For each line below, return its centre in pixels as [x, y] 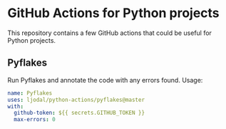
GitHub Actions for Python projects [113, 13]
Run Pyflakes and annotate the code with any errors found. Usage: [105, 80]
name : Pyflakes [30, 93]
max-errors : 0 [35, 120]
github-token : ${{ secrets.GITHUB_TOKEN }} [79, 113]
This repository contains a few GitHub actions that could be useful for [110, 33]
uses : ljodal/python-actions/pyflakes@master [76, 100]
